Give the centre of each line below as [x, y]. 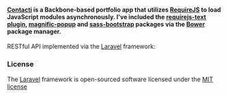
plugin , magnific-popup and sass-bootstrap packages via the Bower [106, 24]
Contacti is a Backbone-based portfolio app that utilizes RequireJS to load [114, 10]
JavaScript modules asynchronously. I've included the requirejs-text [107, 16]
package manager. [34, 31]
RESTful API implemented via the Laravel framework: [81, 46]
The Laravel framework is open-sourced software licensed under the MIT [110, 79]
